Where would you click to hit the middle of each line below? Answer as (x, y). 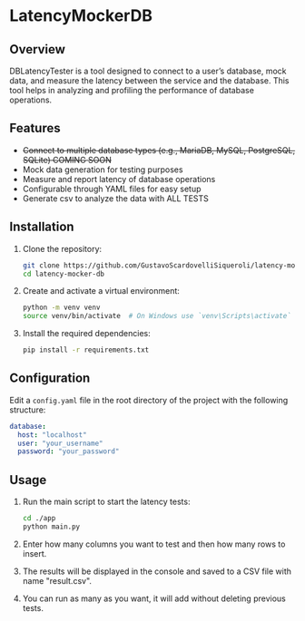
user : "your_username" (60, 443)
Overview (38, 49)
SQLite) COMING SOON (67, 160)
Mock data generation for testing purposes (103, 170)
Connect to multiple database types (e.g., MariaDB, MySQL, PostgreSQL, (159, 150)
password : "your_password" (69, 451)
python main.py (51, 527)
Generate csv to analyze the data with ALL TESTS (115, 198)
